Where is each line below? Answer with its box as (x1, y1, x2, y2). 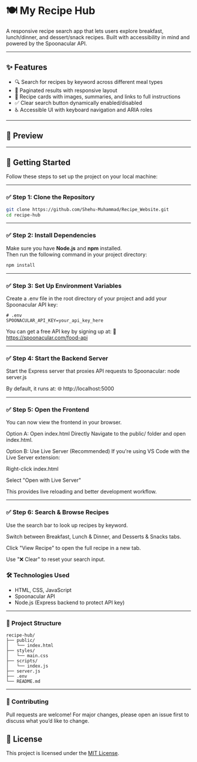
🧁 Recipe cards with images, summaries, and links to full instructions (14, 93, 181, 100)
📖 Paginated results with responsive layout (14, 87, 118, 94)
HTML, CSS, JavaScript (14, 587, 72, 594)
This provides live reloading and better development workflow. (6, 488, 157, 495)
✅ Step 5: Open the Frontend (6, 406, 90, 414)
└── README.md (6, 679, 41, 685)
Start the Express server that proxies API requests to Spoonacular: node (6, 368, 180, 375)
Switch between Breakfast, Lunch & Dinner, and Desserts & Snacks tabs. (6, 533, 182, 540)
